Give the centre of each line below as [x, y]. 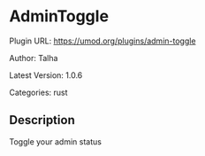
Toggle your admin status [55, 141]
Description [42, 120]
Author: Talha [34, 58]
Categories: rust [38, 92]
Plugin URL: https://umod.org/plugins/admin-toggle [102, 41]
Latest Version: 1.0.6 [46, 75]
